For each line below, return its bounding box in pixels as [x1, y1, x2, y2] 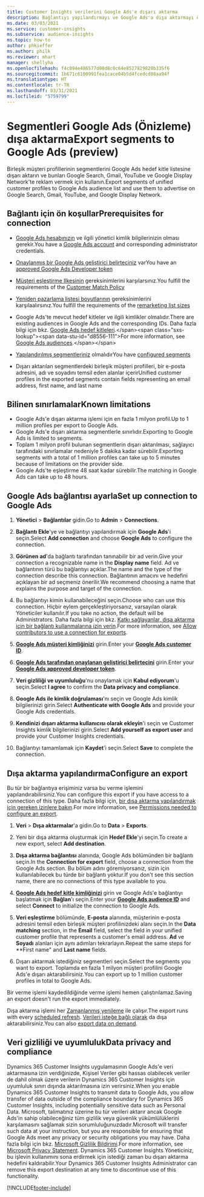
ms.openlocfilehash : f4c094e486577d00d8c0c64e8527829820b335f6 [7, 65, 170, 71]
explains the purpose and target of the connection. [15, 585, 143, 592]
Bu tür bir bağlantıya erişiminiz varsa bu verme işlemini [7, 784, 143, 791]
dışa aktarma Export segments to [7, 132, 175, 146]
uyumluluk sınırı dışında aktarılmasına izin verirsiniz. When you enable [7, 1082, 180, 1089]
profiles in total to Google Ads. [15, 976, 92, 984]
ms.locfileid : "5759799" [7, 93, 70, 99]
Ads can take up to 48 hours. [15, 473, 88, 480]
